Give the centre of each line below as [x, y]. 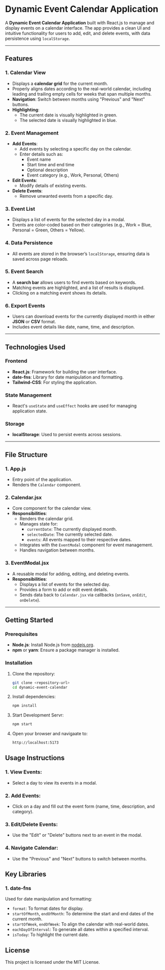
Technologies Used [35, 347]
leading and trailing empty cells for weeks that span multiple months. [82, 94]
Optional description [47, 170]
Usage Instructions [35, 758]
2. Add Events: [23, 795]
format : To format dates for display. [48, 908]
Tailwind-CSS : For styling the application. [55, 382]
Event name [39, 159]
